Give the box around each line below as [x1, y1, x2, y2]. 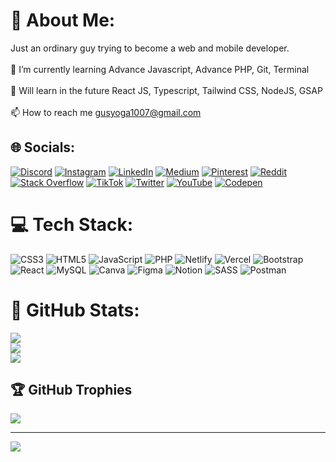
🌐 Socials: [10, 139, 76, 156]
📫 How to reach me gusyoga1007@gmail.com [10, 106, 202, 118]
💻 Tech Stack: [10, 213, 134, 236]
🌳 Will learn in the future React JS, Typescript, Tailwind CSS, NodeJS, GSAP [10, 84, 323, 96]
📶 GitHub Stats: [10, 299, 140, 321]
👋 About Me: [10, 9, 116, 32]
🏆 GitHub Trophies [10, 382, 133, 399]
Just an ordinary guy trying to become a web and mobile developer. [10, 42, 290, 54]
